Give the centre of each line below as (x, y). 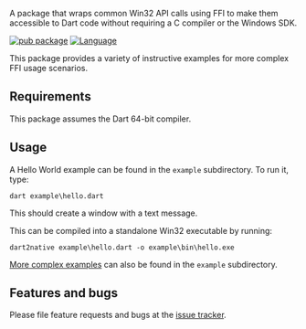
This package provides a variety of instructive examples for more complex (149, 58)
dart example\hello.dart (57, 196)
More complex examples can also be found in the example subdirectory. (144, 264)
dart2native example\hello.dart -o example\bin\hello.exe (122, 247)
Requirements (50, 96)
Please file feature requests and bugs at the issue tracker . (118, 315)
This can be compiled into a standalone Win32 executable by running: (141, 230)
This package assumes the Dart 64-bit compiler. (100, 119)
